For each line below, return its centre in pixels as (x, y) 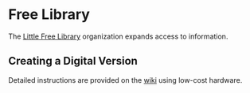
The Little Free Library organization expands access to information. (118, 36)
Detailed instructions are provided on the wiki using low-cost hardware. (125, 80)
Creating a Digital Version (73, 61)
